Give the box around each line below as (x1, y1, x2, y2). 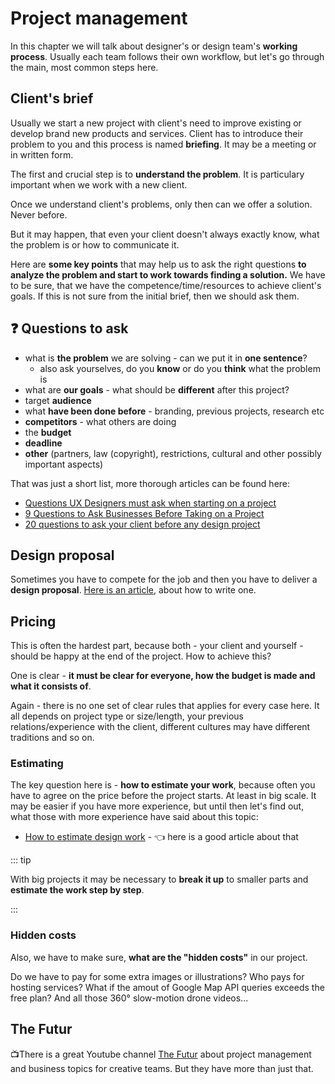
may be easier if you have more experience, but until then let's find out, (10, 800, 305, 812)
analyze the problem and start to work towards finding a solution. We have (10, 268, 326, 281)
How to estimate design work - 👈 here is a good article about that (24, 831, 299, 843)
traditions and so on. (10, 732, 95, 744)
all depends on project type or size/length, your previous (10, 710, 244, 722)
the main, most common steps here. (10, 61, 159, 73)
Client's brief (10, 90, 94, 107)
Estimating (10, 757, 64, 771)
